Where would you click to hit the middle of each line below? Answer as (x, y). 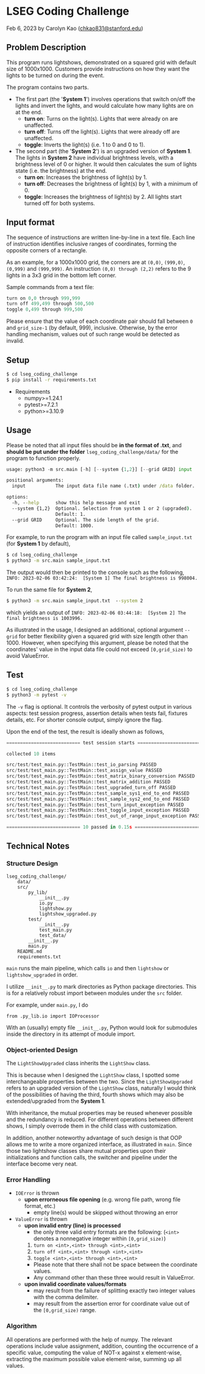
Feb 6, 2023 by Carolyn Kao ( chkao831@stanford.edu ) (75, 28)
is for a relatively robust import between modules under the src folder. (95, 993)
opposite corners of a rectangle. (47, 250)
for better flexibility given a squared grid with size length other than (103, 636)
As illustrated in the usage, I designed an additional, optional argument (95, 630)
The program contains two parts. (48, 87)
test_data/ (53, 935)
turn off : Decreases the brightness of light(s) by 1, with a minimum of (111, 183)
